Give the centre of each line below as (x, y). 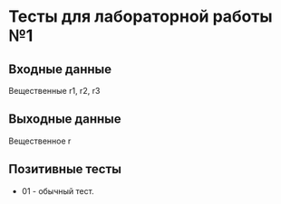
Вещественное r (40, 141)
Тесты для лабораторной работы (140, 17)
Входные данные (60, 69)
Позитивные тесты (65, 169)
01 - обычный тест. (58, 190)
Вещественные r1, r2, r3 (54, 91)
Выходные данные (65, 119)
